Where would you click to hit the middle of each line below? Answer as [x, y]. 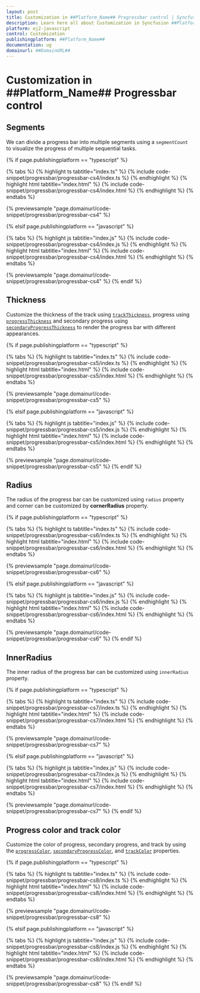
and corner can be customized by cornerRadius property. [77, 506]
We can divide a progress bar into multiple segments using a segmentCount [97, 142]
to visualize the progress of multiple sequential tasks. [71, 148]
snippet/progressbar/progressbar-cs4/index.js [63, 244]
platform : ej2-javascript [38, 28]
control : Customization [36, 34]
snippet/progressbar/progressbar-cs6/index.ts [63, 535]
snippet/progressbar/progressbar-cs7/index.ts [63, 708]
